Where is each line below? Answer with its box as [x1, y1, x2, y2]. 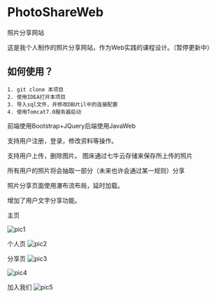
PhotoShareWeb [7, 4, 103, 20]
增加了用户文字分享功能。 [7, 196, 81, 204]
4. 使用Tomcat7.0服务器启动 [7, 108, 82, 116]
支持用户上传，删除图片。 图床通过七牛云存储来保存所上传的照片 [7, 151, 193, 160]
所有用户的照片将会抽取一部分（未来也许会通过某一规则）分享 [7, 166, 185, 175]
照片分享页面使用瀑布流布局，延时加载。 [7, 181, 124, 189]
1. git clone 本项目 [7, 86, 64, 93]
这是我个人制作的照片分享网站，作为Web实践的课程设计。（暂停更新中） [7, 43, 213, 51]
